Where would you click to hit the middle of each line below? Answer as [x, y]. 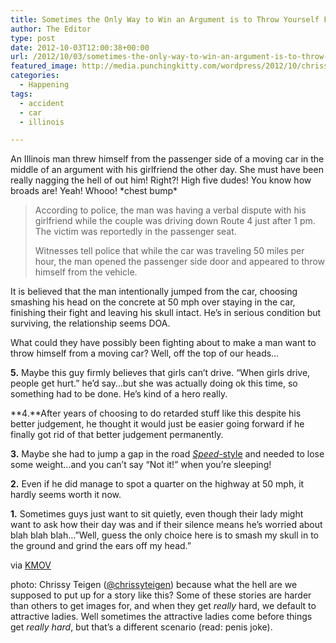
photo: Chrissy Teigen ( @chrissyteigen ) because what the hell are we [154, 585]
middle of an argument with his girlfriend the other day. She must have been [167, 170]
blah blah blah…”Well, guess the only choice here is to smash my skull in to [165, 535]
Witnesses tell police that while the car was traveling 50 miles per [169, 251]
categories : [35, 76]
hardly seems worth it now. [66, 495]
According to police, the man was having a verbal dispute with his [170, 210]
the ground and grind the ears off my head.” [101, 546]
